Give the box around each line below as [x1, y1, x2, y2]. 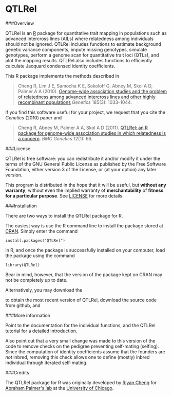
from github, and [5, 302, 41, 309]
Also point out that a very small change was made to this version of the [5, 337, 156, 344]
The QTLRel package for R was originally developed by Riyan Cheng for [5, 379, 157, 386]
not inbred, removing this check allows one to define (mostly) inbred [5, 354, 150, 360]
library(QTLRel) [5, 262, 40, 267]
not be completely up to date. [5, 277, 68, 283]
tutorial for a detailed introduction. [5, 328, 78, 334]
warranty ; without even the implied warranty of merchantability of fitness [5, 187, 164, 193]
